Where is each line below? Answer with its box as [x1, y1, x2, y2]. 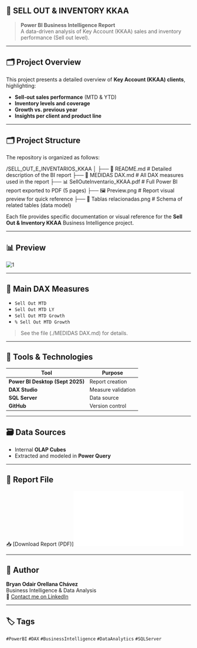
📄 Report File [6, 475, 54, 485]
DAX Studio [8, 386, 38, 393]
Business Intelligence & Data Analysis [6, 587, 97, 594]
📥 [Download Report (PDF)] [6, 540, 74, 547]
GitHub [8, 402, 26, 409]
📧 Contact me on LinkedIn [6, 593, 69, 600]
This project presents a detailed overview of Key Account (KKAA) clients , [6, 76, 186, 83]
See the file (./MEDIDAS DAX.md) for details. [20, 330, 128, 337]
